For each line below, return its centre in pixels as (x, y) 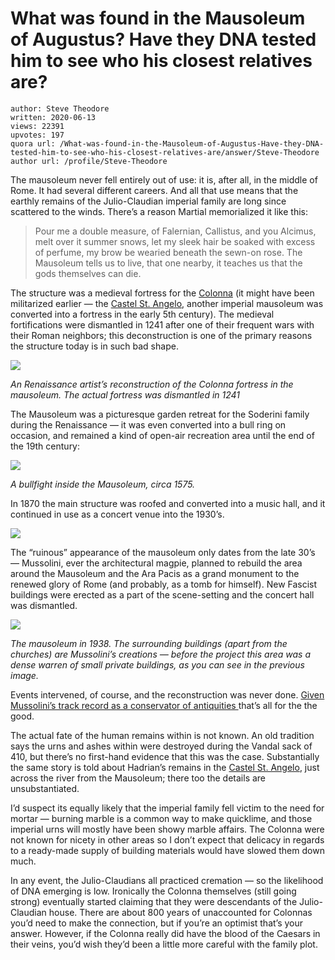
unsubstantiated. (45, 788)
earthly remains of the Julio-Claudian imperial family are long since (148, 201)
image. (24, 675)
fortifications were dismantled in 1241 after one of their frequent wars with (162, 324)
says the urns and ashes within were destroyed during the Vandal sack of (161, 746)
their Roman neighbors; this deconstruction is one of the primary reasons (161, 335)
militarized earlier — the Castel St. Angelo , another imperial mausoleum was (167, 303)
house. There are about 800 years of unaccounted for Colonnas (180, 912)
